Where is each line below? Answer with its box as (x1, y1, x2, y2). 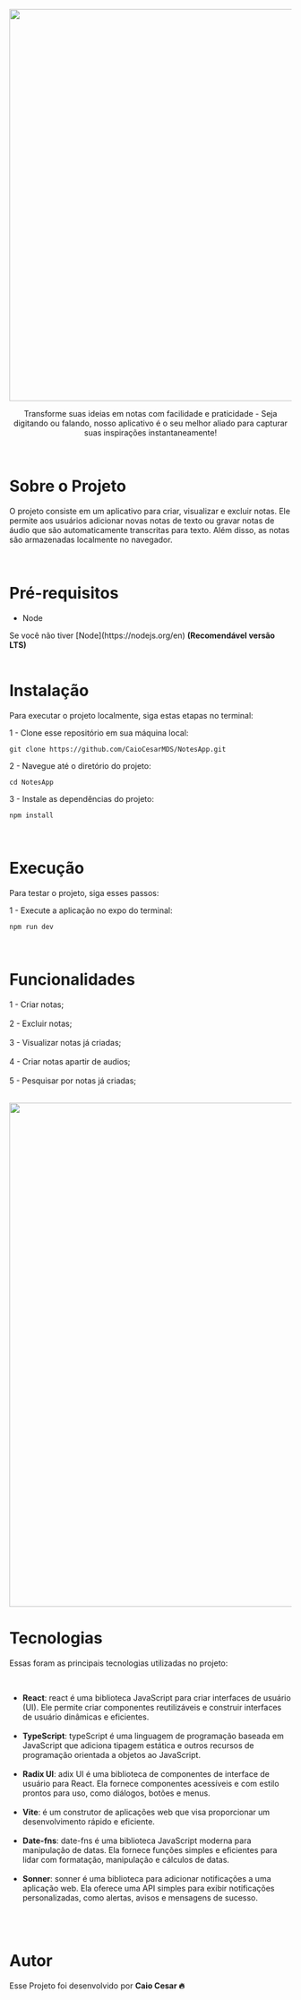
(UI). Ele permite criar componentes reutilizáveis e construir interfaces (21, 1702, 282, 1712)
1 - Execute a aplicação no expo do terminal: (9, 905, 173, 916)
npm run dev (9, 922, 54, 931)
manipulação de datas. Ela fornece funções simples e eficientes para (21, 1844, 278, 1855)
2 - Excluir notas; (9, 1018, 73, 1029)
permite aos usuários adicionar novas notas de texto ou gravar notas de (9, 515, 275, 526)
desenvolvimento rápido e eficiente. (21, 1815, 155, 1827)
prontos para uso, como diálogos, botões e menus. (21, 1788, 211, 1798)
